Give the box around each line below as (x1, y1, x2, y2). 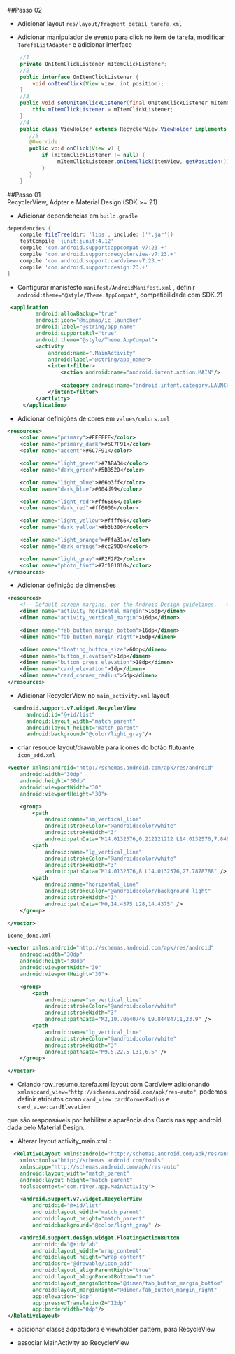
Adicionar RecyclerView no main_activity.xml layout (17, 691, 170, 699)
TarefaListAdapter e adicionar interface (17, 41, 133, 48)
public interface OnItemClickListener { (20, 73, 139, 80)
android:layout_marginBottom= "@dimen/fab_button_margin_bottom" (32, 1280, 224, 1287)
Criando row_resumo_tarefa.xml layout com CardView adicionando (17, 1080, 210, 1089)
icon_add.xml (17, 752, 56, 759)
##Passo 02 (7, 6, 43, 14)
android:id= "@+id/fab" (32, 1241, 99, 1248)
